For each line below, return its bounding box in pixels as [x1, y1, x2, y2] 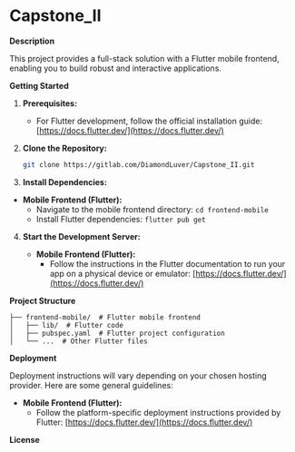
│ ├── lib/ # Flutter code [9, 320, 124, 329]
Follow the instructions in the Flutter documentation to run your [49, 258, 286, 269]
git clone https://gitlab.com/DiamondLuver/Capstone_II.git [22, 160, 255, 169]
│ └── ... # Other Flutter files [9, 337, 148, 346]
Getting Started [9, 80, 70, 91]
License [9, 434, 41, 445]
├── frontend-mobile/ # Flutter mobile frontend [9, 312, 202, 322]
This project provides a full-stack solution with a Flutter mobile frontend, [9, 53, 280, 64]
